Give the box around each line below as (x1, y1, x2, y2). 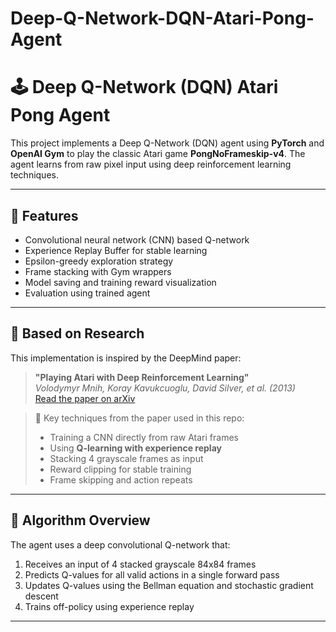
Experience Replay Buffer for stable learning (24, 244, 208, 256)
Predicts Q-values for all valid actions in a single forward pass (24, 568, 280, 581)
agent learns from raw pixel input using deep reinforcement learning (10, 158, 292, 171)
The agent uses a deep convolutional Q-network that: (10, 538, 231, 551)
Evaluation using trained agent (24, 287, 151, 299)
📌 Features (10, 207, 79, 224)
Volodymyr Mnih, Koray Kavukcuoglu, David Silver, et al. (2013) (34, 382, 296, 394)
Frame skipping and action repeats (49, 473, 193, 486)
